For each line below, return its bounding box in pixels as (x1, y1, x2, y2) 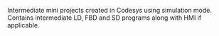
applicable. (7, 21, 40, 29)
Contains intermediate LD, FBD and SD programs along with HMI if (7, 13, 202, 22)
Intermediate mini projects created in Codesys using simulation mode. (7, 6, 212, 14)
